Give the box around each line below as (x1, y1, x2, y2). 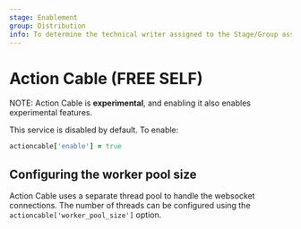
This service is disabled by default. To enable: (9, 124, 179, 135)
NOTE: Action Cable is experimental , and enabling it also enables (9, 98, 251, 108)
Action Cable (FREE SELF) (9, 68, 203, 89)
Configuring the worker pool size (9, 166, 197, 182)
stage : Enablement (9, 13, 78, 22)
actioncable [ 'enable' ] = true (9, 142, 123, 151)
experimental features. (9, 107, 92, 118)
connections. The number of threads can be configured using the (9, 200, 251, 210)
